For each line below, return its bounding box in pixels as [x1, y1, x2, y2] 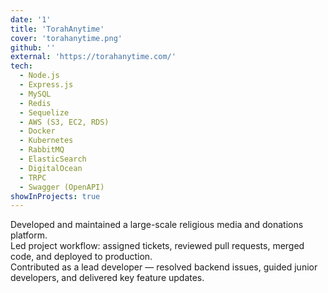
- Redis [19, 98, 52, 108]
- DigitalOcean [19, 163, 83, 173]
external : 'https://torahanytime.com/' [10, 52, 177, 62]
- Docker [19, 126, 56, 136]
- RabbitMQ [19, 145, 65, 155]
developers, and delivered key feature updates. [10, 272, 205, 284]
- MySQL [19, 89, 52, 99]
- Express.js [19, 80, 74, 90]
